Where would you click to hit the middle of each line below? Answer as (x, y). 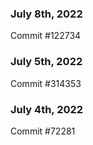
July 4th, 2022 (47, 109)
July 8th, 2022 (46, 14)
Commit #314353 (46, 83)
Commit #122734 (46, 36)
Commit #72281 (43, 131)
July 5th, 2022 (46, 62)
